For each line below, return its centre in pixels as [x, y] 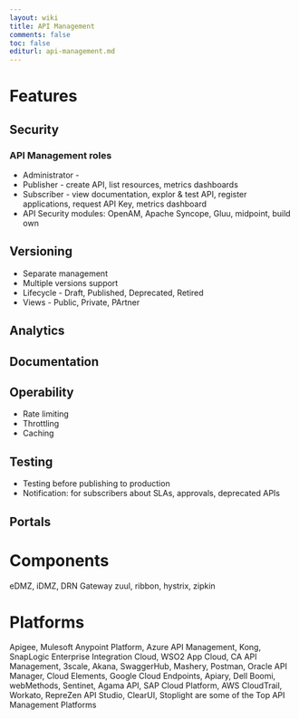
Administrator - [51, 175]
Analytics [37, 331]
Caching [38, 433]
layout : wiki [34, 18]
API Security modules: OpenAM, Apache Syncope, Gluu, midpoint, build [157, 213]
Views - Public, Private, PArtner [81, 302]
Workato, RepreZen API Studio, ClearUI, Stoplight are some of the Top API [147, 695]
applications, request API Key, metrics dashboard [114, 204]
